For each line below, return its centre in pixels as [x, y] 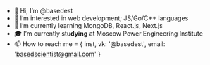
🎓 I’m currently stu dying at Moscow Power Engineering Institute [108, 34]
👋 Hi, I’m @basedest [43, 11]
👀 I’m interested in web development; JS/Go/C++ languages [101, 18]
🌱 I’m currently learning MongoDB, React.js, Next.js [88, 26]
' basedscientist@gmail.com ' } [57, 54]
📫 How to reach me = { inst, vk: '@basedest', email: [89, 44]
